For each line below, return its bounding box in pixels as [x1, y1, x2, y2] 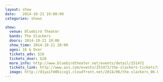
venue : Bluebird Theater [9, 29, 60, 34]
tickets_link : [9, 65, 38, 70]
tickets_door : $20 [9, 56, 47, 61]
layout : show [5, 7, 32, 12]
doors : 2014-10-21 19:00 [9, 38, 60, 43]
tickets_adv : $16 [9, 52, 45, 56]
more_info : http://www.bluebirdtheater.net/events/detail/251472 [9, 61, 145, 66]
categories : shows [5, 16, 42, 21]
